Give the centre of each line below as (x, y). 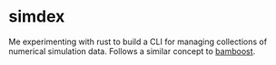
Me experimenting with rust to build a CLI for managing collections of (138, 42)
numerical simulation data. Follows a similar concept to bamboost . (132, 51)
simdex (37, 17)
